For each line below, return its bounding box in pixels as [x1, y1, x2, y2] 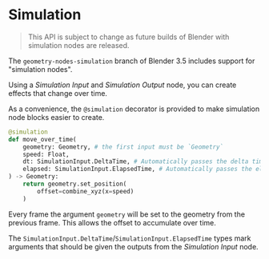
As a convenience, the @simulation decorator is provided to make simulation [8, 104, 260, 114]
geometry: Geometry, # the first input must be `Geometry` [22, 142, 224, 151]
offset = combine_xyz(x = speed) [37, 187, 134, 195]
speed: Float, [22, 150, 70, 158]
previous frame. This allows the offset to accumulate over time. [8, 217, 216, 227]
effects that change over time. [8, 88, 108, 98]
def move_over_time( [8, 135, 78, 143]
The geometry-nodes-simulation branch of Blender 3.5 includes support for [8, 56, 255, 66]
